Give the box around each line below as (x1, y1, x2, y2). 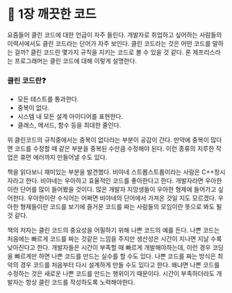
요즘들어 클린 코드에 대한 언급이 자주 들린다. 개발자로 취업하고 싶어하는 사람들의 (7, 31, 222, 39)
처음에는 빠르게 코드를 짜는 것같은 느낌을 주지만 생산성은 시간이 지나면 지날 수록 (7, 235, 222, 243)
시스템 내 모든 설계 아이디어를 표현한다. (17, 112, 124, 121)
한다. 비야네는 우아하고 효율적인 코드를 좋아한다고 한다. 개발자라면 (25, 176, 204, 185)
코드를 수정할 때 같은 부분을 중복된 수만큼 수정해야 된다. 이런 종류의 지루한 (14, 144, 215, 153)
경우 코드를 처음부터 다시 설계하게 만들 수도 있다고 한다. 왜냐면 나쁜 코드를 (19, 261, 220, 269)
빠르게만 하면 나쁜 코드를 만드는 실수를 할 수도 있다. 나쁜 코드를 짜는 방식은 (14, 252, 217, 260)
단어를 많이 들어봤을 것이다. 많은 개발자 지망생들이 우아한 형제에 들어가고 (19, 185, 217, 194)
